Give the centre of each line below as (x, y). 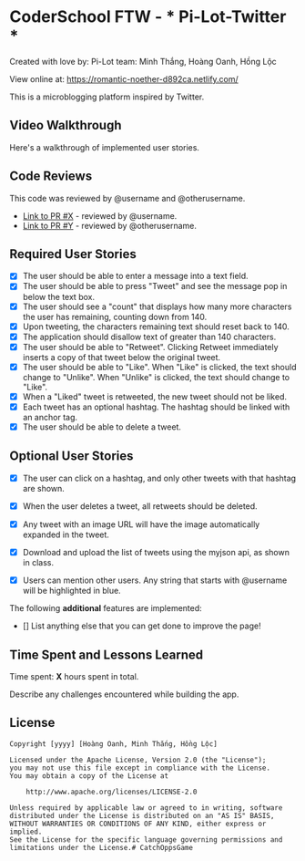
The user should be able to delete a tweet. (102, 427)
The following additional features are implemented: (106, 608)
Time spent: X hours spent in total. (74, 676)
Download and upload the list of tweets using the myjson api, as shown (156, 552)
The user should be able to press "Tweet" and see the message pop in (155, 286)
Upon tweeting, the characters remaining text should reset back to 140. (156, 327)
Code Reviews (51, 176)
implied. (26, 832)
